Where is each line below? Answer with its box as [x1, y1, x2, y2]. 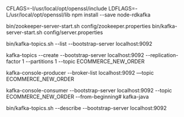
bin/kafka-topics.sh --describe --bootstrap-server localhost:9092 [6, 105, 167, 111]
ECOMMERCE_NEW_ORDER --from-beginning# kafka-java [6, 93, 149, 100]
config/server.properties [43, 29, 104, 36]
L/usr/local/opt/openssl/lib [6, 11, 71, 18]
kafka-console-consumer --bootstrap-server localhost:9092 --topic [6, 87, 173, 93]
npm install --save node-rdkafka [72, 11, 151, 18]
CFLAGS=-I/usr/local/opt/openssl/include [6, 5, 108, 12]
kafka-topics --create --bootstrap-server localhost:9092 [6, 52, 144, 58]
